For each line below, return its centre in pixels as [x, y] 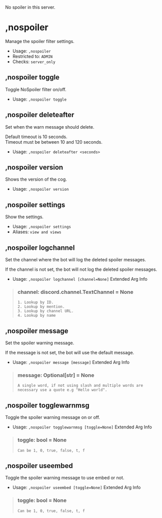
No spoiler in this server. [30, 7]
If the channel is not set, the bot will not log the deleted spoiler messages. [81, 269]
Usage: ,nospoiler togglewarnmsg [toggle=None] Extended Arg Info [82, 427]
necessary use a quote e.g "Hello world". [62, 390]
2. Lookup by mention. [41, 307]
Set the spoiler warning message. [40, 343]
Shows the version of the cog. [36, 179]
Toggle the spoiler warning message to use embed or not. [65, 478]
